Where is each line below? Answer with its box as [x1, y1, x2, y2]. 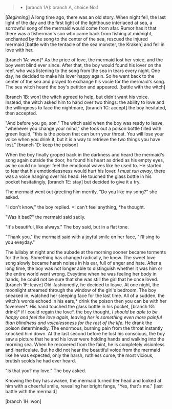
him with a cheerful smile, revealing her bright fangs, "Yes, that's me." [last [5, 383, 163, 389]
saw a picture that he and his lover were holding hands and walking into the [5, 336, 165, 342]
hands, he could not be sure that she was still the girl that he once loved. [5, 276, 159, 282]
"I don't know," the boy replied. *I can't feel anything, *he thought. [5, 204, 145, 210]
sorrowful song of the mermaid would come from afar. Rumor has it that [5, 25, 157, 31]
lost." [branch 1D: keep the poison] [5, 142, 78, 148]
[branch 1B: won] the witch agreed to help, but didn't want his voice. [5, 94, 149, 100]
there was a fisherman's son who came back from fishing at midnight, [5, 31, 153, 36]
